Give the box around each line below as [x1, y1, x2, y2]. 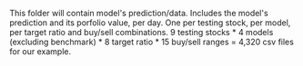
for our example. [9, 46, 72, 57]
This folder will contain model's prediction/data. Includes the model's [9, 8, 268, 18]
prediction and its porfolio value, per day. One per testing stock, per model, [9, 17, 291, 28]
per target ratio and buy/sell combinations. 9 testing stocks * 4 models [9, 27, 274, 37]
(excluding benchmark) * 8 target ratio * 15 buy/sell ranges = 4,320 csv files [9, 36, 294, 47]
